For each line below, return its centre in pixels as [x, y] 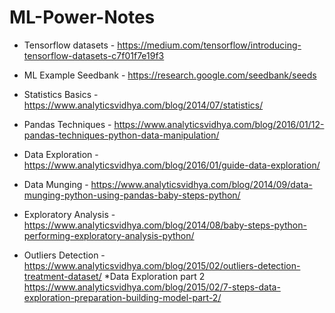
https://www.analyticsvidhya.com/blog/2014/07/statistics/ [143, 105]
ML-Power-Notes [82, 17]
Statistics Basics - [61, 94]
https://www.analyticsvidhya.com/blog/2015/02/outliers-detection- [162, 265]
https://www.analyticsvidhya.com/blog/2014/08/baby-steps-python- [165, 225]
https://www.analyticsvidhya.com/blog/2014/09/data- [201, 184]
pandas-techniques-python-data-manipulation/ [121, 135]
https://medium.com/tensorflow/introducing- [209, 45]
